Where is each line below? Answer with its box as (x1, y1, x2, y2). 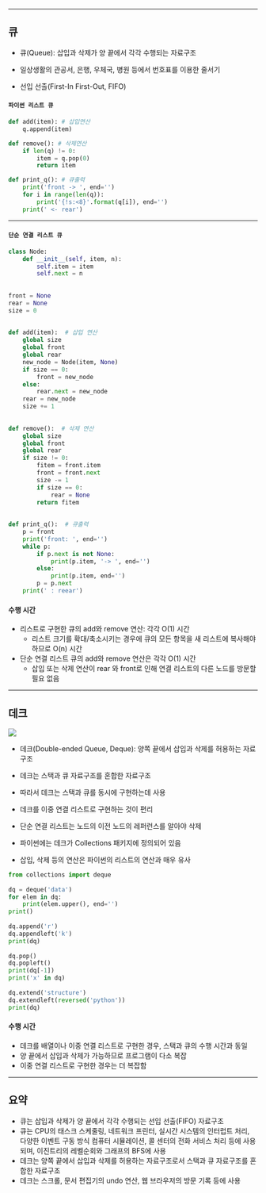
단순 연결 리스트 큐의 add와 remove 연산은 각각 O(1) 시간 (19, 654, 196, 663)
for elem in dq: (8, 893, 62, 901)
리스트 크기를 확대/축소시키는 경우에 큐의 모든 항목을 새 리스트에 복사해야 (31, 634, 256, 643)
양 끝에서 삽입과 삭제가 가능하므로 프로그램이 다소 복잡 (19, 1050, 188, 1060)
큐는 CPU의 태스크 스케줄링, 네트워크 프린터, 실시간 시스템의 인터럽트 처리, (19, 1126, 250, 1135)
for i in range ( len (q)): (22, 191, 104, 199)
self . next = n (36, 270, 83, 278)
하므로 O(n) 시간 (31, 644, 83, 654)
